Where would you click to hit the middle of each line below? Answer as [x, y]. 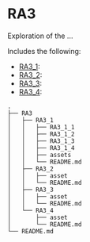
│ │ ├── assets [39, 155]
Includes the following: [44, 51]
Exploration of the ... [40, 36]
